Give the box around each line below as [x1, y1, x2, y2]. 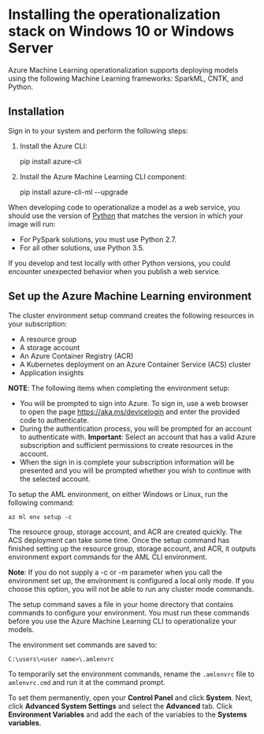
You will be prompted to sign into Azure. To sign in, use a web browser [19, 398, 249, 408]
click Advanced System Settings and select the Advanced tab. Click [8, 701, 233, 710]
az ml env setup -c [8, 513, 73, 521]
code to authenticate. [19, 415, 89, 424]
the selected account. [19, 474, 91, 484]
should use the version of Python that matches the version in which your [8, 211, 244, 220]
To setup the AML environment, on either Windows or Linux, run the [8, 489, 229, 499]
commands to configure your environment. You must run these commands [8, 608, 250, 617]
